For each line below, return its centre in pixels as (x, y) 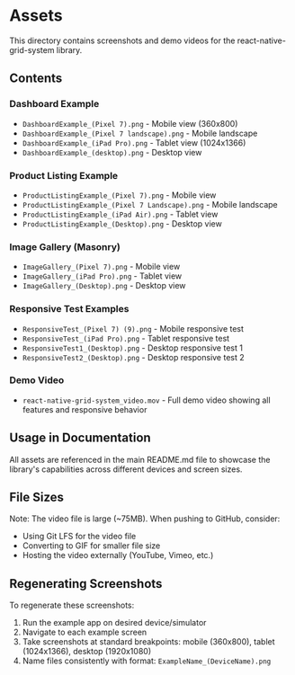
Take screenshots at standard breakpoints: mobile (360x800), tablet (149, 642)
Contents (36, 79)
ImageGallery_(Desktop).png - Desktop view (104, 286)
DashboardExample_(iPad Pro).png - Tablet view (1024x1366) (134, 142)
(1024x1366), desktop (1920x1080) (86, 652)
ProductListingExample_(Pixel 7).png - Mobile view (119, 195)
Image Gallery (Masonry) (65, 246)
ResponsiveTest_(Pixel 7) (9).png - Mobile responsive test (133, 328)
